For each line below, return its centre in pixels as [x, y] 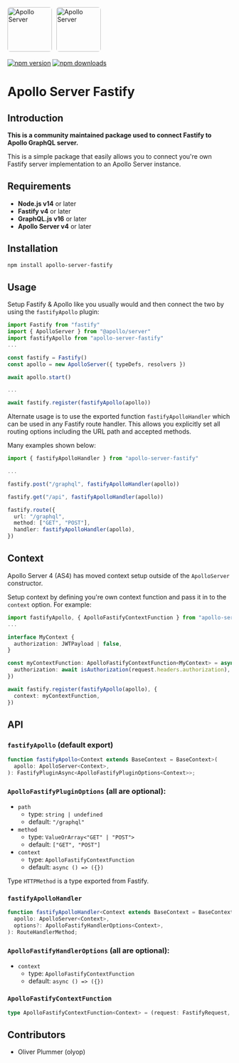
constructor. [25, 583]
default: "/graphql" [57, 822]
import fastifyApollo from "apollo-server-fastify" [85, 338]
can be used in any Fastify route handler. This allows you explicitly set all [114, 424]
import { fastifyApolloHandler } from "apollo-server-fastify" [103, 459]
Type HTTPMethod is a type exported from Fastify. [78, 881]
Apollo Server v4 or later [54, 226]
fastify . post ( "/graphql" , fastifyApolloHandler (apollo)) [94, 484]
